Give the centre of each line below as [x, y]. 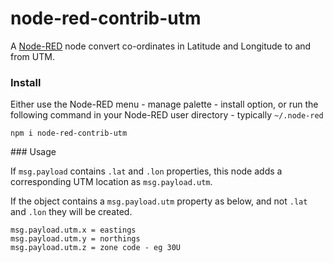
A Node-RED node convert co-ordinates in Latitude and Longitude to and [161, 46]
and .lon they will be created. [71, 212]
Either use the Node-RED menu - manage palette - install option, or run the [164, 104]
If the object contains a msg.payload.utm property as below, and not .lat [159, 201]
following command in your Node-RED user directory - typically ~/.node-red [167, 115]
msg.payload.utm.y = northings [75, 239]
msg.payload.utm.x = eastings [73, 230]
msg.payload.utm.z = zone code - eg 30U [96, 248]
